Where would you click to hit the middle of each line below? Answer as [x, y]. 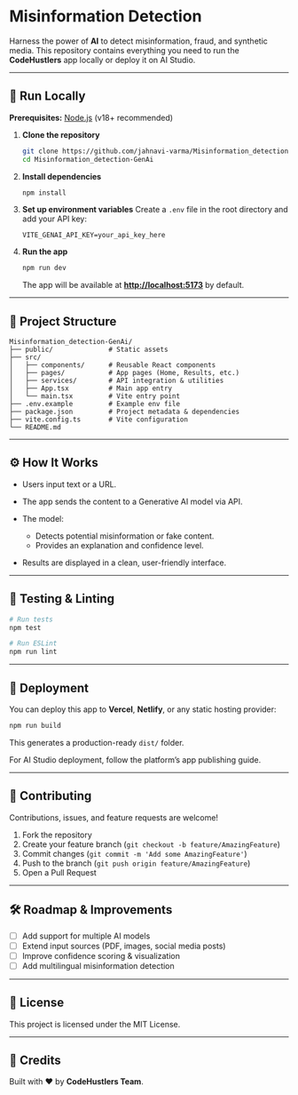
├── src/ [25, 357]
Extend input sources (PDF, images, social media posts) [124, 946]
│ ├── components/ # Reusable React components [113, 365]
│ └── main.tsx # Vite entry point [94, 396]
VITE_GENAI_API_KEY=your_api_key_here [94, 236]
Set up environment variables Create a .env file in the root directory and [155, 210]
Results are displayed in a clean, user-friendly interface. [124, 563]
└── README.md [35, 428]
